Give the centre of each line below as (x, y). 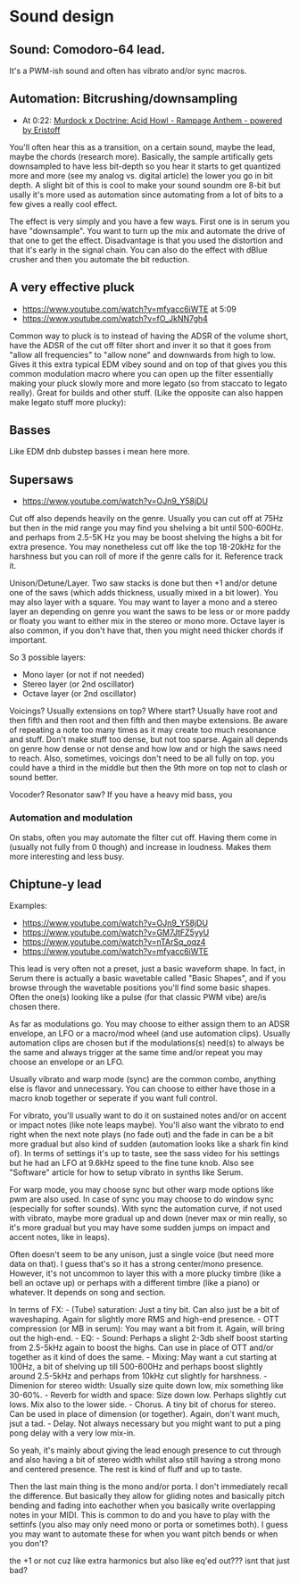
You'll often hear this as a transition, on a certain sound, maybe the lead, (142, 147)
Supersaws (42, 479)
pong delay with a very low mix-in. (72, 1433)
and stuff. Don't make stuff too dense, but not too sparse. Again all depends (149, 739)
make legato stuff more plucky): (68, 402)
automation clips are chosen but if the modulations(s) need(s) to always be (147, 1043)
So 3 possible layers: (48, 657)
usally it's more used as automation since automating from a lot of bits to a (146, 195)
